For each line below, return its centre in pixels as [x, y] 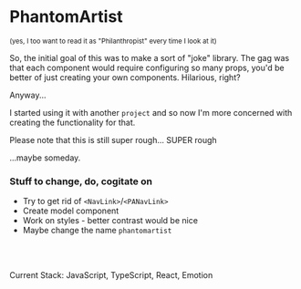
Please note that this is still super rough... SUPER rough [113, 139]
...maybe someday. [45, 158]
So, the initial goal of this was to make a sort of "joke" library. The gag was [150, 57]
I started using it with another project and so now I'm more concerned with [151, 112]
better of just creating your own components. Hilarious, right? [125, 77]
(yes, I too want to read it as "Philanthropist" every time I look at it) [113, 41]
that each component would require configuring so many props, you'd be [147, 67]
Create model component [71, 211]
